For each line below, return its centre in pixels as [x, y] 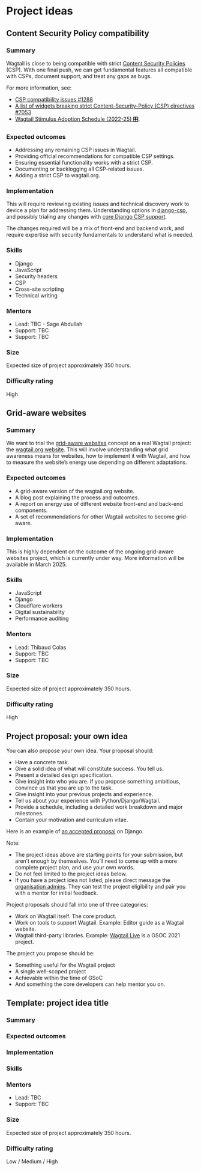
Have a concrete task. [42, 762]
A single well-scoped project [50, 971]
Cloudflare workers [39, 606]
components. [31, 510]
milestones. [29, 813]
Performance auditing [42, 619]
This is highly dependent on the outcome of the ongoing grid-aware [90, 552]
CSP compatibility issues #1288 [54, 99]
